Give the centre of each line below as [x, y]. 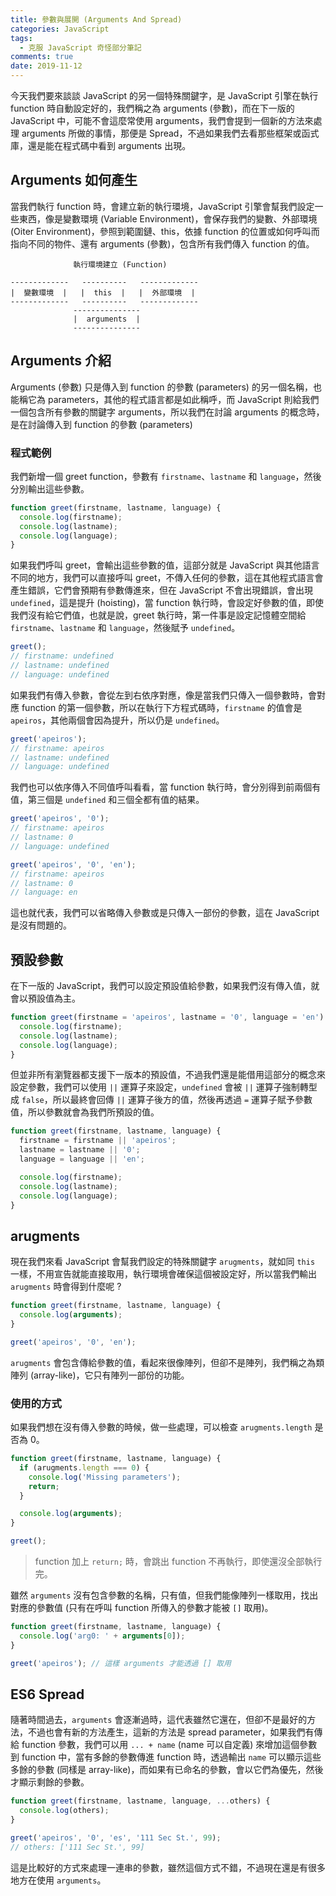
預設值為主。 [54, 998]
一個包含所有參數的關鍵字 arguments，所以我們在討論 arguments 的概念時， [167, 412]
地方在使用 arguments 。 [58, 1880]
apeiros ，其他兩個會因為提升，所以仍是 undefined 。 [117, 720]
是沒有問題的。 [41, 925]
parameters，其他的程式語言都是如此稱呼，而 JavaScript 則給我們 [183, 399]
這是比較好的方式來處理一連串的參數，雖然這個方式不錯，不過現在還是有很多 [168, 1867]
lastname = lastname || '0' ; [80, 1150]
